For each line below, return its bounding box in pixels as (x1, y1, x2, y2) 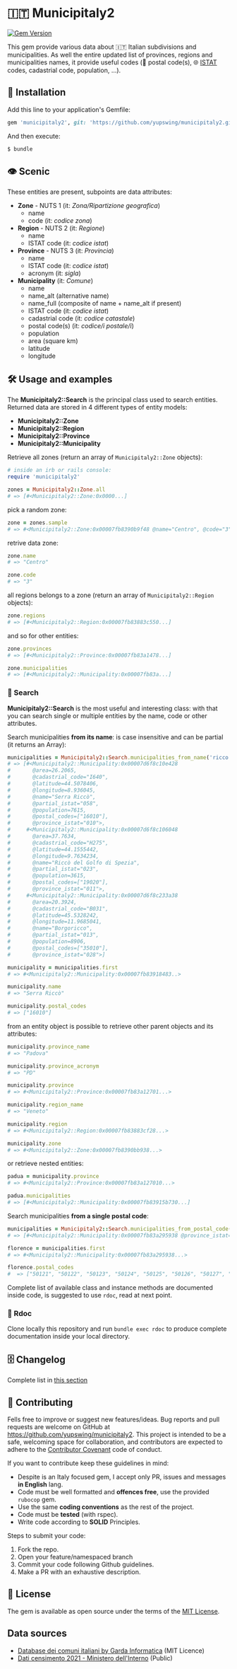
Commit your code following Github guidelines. (17, 1560, 154, 1569)
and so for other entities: (7, 631, 79, 640)
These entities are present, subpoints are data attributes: (7, 187, 173, 196)
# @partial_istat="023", (7, 865, 99, 873)
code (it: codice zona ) (28, 216, 93, 225)
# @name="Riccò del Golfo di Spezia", (7, 859, 140, 866)
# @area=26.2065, (7, 767, 78, 774)
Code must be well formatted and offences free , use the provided (17, 1488, 209, 1496)
